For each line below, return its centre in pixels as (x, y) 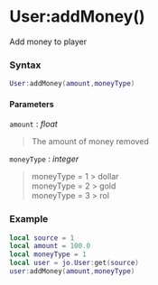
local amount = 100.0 (50, 246)
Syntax (25, 65)
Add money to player (48, 41)
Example (29, 219)
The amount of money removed (90, 142)
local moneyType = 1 (48, 254)
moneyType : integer (44, 159)
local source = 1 (42, 238)
